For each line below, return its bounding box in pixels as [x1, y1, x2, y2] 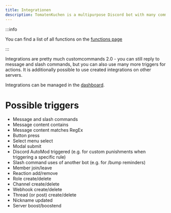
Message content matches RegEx [12, 127, 83, 133]
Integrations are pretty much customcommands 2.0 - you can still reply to [5, 55, 160, 62]
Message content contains [12, 121, 69, 128]
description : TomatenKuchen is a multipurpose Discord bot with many [5, 12, 156, 17]
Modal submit [12, 143, 42, 149]
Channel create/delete [12, 181, 60, 187]
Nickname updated [12, 197, 53, 203]
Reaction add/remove [12, 170, 58, 176]
